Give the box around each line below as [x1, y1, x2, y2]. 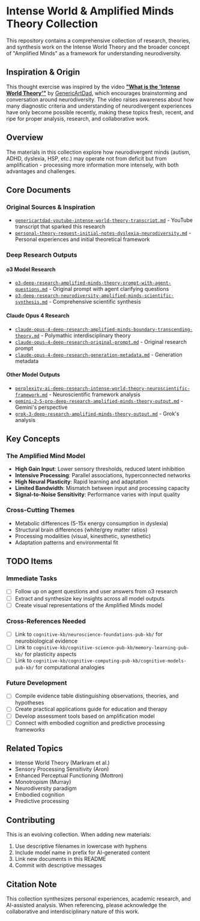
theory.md [14, 332, 40, 339]
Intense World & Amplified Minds [6, 4, 174, 18]
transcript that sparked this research [14, 223, 106, 230]
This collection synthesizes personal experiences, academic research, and [6, 895, 191, 902]
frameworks [14, 726, 45, 733]
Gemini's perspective [14, 403, 68, 411]
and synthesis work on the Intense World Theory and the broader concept [6, 43, 190, 50]
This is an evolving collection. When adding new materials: [6, 831, 151, 838]
